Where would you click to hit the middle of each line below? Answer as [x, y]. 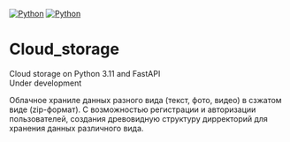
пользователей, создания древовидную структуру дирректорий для [138, 118]
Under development [46, 83]
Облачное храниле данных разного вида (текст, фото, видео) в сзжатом [145, 100]
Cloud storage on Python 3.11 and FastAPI [85, 73]
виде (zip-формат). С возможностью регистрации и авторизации [133, 109]
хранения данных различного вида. [76, 128]
